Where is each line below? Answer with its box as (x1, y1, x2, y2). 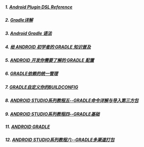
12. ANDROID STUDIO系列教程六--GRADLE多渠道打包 (5, 137, 115, 143)
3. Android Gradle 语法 (5, 30, 52, 37)
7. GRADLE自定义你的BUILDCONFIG (5, 84, 78, 90)
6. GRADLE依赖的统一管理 (5, 71, 58, 77)
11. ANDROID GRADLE (5, 124, 50, 130)
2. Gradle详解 (5, 17, 33, 23)
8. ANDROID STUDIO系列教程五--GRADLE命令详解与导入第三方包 (5, 98, 139, 103)
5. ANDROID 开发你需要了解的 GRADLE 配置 (5, 57, 94, 63)
